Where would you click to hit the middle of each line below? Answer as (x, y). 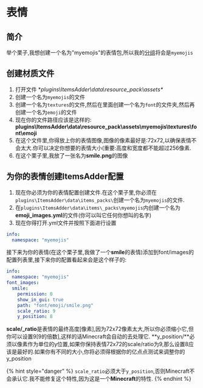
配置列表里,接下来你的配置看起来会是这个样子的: (67, 260)
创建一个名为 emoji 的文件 (46, 112)
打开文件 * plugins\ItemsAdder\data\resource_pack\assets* (89, 89)
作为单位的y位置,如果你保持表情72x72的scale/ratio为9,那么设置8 (108, 344)
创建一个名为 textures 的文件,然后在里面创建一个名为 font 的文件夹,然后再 (105, 105)
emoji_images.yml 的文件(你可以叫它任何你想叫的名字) (83, 215)
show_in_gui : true (40, 300)
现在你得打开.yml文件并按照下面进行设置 (66, 223)
